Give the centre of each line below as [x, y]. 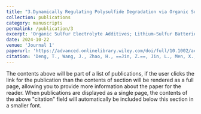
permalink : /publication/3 [40, 28]
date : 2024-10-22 [28, 40]
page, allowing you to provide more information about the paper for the [94, 86]
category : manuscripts [34, 23]
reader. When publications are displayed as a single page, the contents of [97, 92]
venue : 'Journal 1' [31, 46]
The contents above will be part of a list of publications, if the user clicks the [100, 73]
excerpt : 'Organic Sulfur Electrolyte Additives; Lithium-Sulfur [89, 34]
